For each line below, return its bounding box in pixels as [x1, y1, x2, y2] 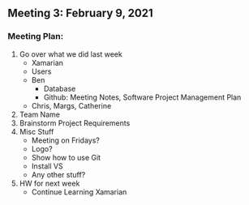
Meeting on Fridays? [31, 135, 101, 145]
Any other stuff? [31, 169, 86, 179]
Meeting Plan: [7, 31, 64, 42]
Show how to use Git [31, 152, 101, 162]
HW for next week [19, 178, 80, 188]
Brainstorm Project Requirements [19, 117, 131, 128]
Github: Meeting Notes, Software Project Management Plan [43, 92, 242, 102]
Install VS [31, 161, 63, 171]
